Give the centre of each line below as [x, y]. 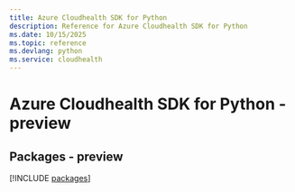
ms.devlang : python [46, 51]
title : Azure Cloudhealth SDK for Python [88, 18]
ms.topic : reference [48, 43]
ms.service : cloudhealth [56, 59]
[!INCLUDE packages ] [50, 178]
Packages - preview [66, 156]
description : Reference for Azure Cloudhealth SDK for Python [129, 26]
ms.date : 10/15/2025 [48, 34]
